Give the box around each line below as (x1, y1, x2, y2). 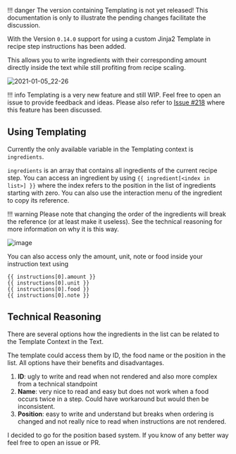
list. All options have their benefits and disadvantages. (7, 358, 164, 366)
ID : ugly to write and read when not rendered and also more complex (17, 372, 218, 381)
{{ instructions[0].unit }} (7, 279, 90, 287)
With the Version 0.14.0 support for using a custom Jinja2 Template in (7, 35, 211, 43)
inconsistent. (17, 402, 55, 410)
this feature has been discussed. (7, 106, 102, 114)
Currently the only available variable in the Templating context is (7, 145, 194, 153)
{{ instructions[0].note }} (7, 292, 90, 299)
